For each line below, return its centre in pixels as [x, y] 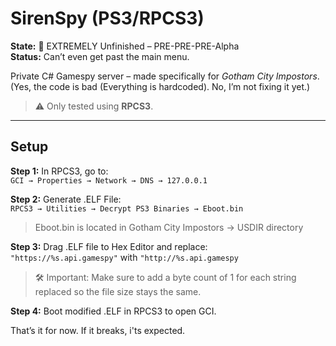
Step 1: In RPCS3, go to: [59, 171]
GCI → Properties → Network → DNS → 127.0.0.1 [109, 180]
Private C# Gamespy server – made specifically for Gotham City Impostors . [165, 76]
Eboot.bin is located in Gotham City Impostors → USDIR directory [169, 227]
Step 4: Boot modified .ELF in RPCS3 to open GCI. [113, 311]
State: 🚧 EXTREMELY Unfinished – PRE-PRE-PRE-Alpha [125, 46]
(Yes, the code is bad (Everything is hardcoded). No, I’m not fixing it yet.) [160, 86]
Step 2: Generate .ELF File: [66, 199]
